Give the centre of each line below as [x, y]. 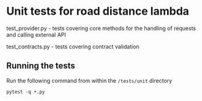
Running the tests [41, 66]
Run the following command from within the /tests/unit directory [89, 80]
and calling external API [36, 34]
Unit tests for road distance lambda [98, 11]
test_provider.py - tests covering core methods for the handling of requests [101, 28]
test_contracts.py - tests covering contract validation [73, 47]
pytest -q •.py [26, 92]
